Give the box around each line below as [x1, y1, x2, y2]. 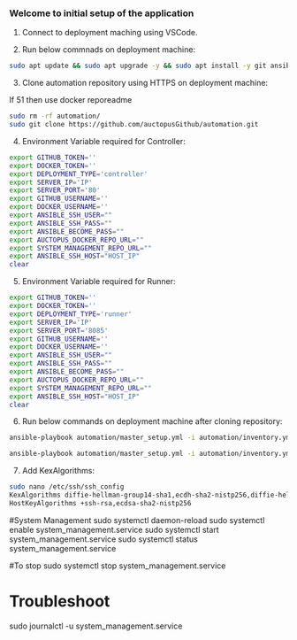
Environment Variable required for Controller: [21, 135, 186, 146]
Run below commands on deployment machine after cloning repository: [21, 416, 283, 427]
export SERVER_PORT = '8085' [9, 326, 109, 335]
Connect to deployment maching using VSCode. [21, 27, 198, 38]
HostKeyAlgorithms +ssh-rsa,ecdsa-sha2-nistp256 [9, 498, 192, 507]
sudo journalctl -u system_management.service [9, 621, 183, 631]
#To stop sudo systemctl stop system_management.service [9, 560, 226, 571]
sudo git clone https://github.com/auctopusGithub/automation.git [9, 120, 259, 129]
